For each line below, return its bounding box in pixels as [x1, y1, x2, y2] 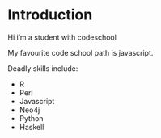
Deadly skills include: [7, 63, 78, 73]
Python [19, 113, 44, 123]
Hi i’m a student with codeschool [7, 32, 117, 42]
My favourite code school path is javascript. [7, 48, 154, 57]
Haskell [19, 122, 44, 132]
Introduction [7, 6, 93, 24]
